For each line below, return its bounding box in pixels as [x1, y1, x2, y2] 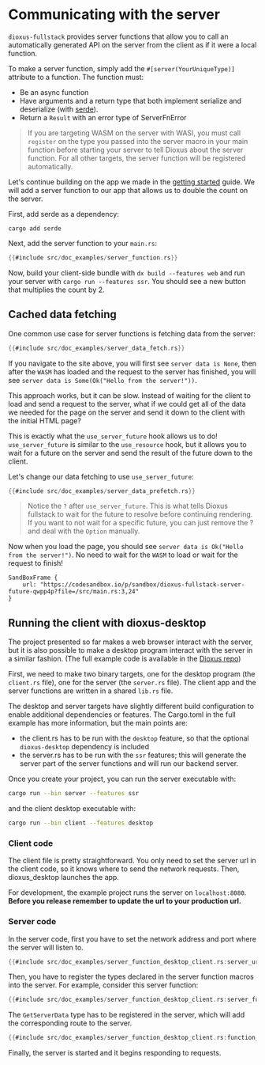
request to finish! [8, 559, 63, 568]
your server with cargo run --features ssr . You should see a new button [8, 276, 246, 286]
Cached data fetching [8, 308, 117, 321]
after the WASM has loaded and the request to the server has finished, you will [8, 366, 256, 377]
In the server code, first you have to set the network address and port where [8, 934, 256, 943]
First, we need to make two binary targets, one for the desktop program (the [8, 669, 256, 679]
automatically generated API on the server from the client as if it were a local [8, 40, 257, 49]
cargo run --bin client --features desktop [8, 819, 154, 828]
